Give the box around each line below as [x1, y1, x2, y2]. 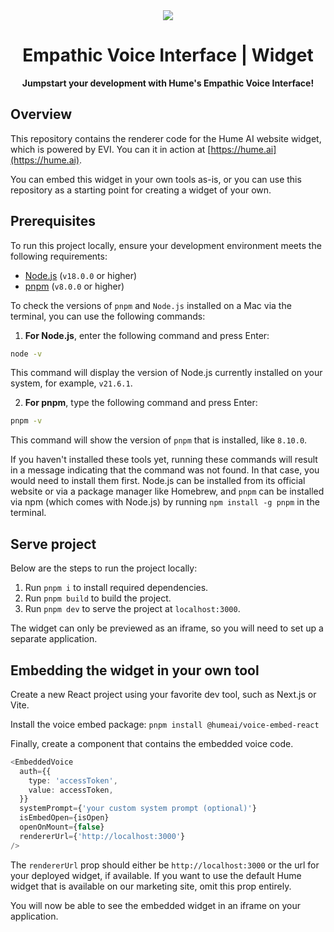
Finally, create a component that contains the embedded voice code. [10, 737, 294, 749]
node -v [10, 349, 43, 359]
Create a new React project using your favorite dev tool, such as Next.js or [10, 688, 317, 700]
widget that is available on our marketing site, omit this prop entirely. [10, 880, 292, 892]
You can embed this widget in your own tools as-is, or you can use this [10, 173, 302, 185]
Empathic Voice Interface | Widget [22, 44, 314, 67]
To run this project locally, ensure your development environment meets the [10, 239, 322, 251]
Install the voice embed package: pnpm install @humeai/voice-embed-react [10, 718, 320, 730]
